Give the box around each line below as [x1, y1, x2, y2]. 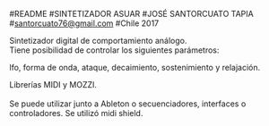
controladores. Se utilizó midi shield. [9, 108, 143, 118]
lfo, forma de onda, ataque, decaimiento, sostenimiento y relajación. [9, 63, 261, 72]
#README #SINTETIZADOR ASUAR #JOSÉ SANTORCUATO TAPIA [9, 9, 254, 19]
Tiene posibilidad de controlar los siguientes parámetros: [9, 45, 220, 55]
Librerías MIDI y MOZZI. [9, 80, 97, 89]
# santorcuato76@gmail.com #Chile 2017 [9, 18, 160, 29]
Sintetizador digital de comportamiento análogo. [9, 36, 187, 46]
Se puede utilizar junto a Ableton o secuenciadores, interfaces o [9, 98, 247, 109]
